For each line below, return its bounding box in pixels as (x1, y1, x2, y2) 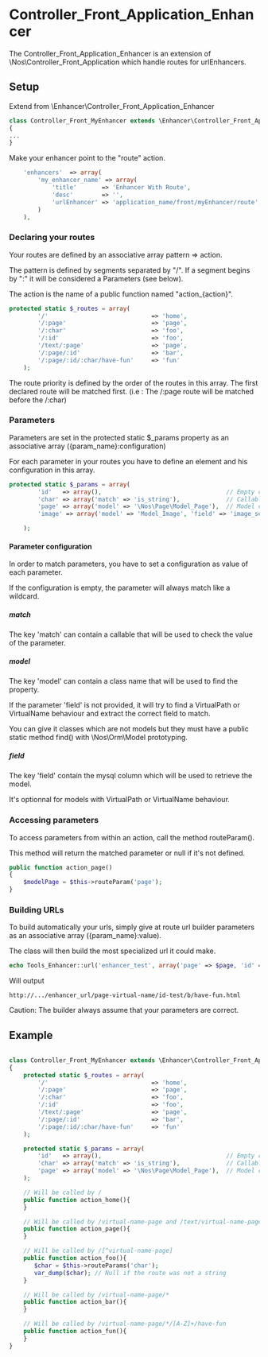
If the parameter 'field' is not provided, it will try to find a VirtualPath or (9, 700, 241, 710)
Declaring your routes (9, 232, 95, 243)
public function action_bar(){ (23, 1298, 127, 1306)
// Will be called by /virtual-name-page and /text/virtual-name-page (23, 1218, 262, 1226)
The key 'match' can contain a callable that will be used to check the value (9, 630, 254, 639)
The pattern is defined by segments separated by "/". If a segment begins (9, 265, 251, 275)
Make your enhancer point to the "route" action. (9, 153, 166, 163)
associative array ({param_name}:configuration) (9, 441, 166, 451)
